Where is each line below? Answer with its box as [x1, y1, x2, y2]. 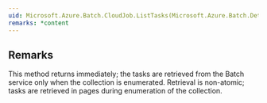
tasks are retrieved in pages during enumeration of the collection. [8, 86, 222, 96]
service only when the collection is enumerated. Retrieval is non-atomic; [8, 78, 245, 87]
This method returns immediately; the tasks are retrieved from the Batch [8, 69, 245, 79]
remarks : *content [8, 19, 69, 27]
